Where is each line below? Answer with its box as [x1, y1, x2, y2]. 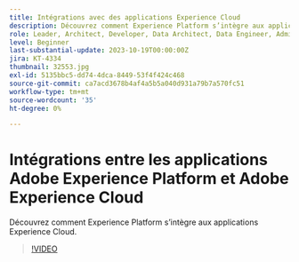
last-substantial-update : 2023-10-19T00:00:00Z [9, 46, 190, 55]
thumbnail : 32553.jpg [9, 63, 90, 72]
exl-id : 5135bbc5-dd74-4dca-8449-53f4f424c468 [9, 71, 185, 80]
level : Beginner [9, 37, 69, 47]
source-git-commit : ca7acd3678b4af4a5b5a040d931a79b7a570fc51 [9, 79, 245, 88]
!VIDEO [30, 243, 58, 254]
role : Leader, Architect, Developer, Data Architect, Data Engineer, [9, 29, 273, 38]
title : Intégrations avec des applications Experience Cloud [9, 12, 241, 22]
